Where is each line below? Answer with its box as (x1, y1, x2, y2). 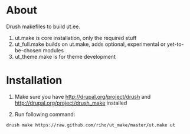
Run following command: (14, 110, 76, 118)
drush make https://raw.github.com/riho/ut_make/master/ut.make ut (6, 122, 176, 128)
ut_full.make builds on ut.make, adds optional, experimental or (14, 41, 166, 48)
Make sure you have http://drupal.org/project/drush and (14, 93, 151, 100)
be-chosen (14, 46, 42, 53)
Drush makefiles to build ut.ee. (6, 23, 81, 30)
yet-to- (166, 41, 184, 48)
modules (42, 46, 64, 53)
